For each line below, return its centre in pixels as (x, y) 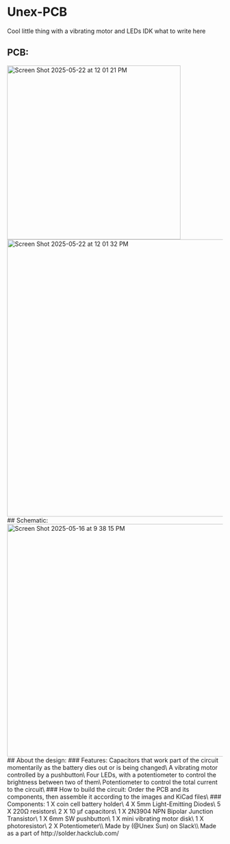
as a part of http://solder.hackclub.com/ (63, 833)
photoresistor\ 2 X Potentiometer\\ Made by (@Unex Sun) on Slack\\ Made (112, 825)
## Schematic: (28, 520)
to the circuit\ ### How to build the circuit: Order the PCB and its (98, 789)
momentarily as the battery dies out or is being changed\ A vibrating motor (112, 767)
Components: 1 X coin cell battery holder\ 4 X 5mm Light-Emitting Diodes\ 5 (114, 803)
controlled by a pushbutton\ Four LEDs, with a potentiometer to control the (112, 775)
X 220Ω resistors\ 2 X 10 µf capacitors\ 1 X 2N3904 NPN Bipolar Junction (110, 811)
